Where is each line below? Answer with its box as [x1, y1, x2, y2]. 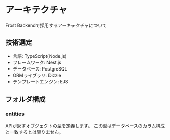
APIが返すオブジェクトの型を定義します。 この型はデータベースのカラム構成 [5, 123, 165, 129]
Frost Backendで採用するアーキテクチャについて [5, 22, 107, 28]
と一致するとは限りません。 [5, 129, 64, 135]
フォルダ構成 [5, 95, 46, 104]
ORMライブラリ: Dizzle [12, 72, 61, 78]
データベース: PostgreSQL [12, 65, 67, 72]
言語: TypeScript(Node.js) [12, 53, 67, 59]
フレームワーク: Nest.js [12, 59, 61, 65]
